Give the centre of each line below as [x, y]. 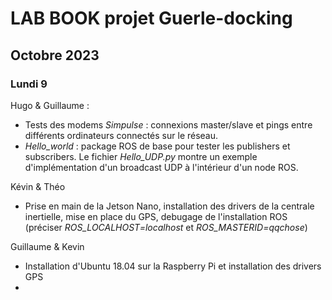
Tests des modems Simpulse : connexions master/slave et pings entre [168, 124]
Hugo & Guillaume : [50, 105]
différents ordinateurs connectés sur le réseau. [121, 135]
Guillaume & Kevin [47, 246]
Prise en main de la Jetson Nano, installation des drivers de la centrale [169, 206]
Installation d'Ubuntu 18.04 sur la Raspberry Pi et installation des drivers [173, 266]
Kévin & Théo [38, 186]
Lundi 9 [29, 84]
